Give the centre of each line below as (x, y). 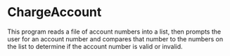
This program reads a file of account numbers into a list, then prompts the (114, 31)
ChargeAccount (55, 12)
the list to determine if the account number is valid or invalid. (95, 46)
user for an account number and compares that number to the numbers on (115, 38)
